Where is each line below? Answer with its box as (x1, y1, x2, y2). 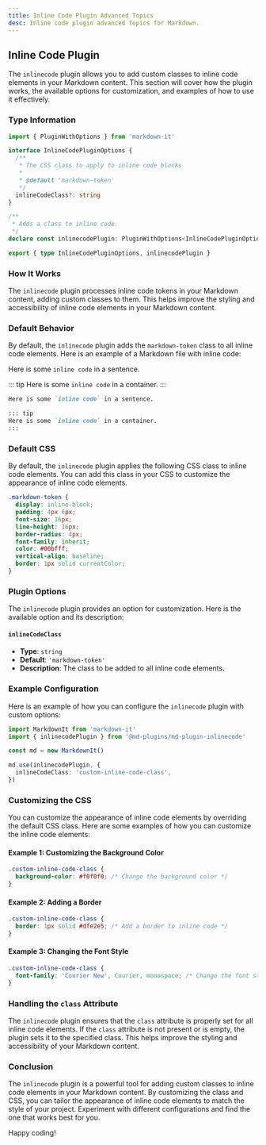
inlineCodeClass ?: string (15, 191, 101, 199)
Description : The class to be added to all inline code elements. (19, 663, 225, 673)
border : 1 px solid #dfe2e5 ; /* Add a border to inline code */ (15, 922, 228, 931)
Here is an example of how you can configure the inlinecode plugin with (8, 701, 244, 711)
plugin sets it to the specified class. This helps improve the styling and (8, 1033, 237, 1042)
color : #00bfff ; (15, 545, 69, 553)
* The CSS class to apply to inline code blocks (18, 162, 182, 170)
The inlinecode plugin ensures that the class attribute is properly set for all (8, 1016, 253, 1025)
